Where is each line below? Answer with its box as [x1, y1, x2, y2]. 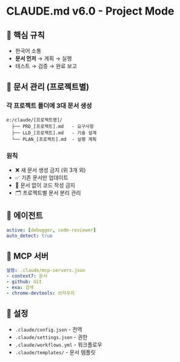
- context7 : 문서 [6, 273, 47, 279]
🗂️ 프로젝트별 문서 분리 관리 [15, 189, 81, 196]
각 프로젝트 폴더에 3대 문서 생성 [6, 101, 92, 110]
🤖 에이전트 [6, 211, 44, 221]
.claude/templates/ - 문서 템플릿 [15, 348, 96, 356]
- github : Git [6, 279, 42, 285]
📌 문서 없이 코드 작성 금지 [15, 181, 76, 189]
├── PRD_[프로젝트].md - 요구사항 [12, 123, 94, 129]
